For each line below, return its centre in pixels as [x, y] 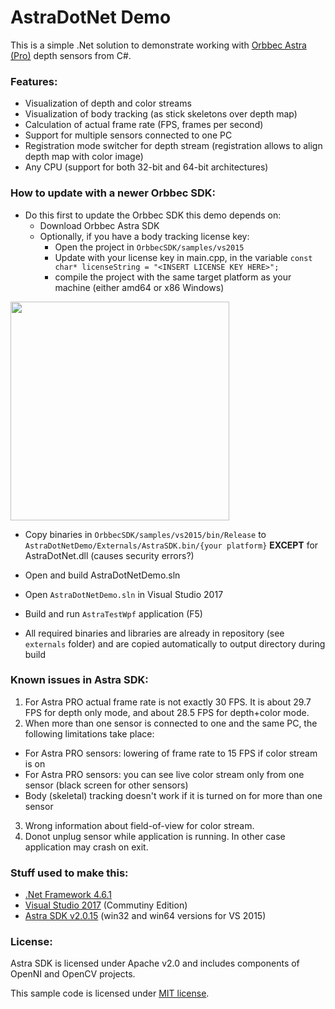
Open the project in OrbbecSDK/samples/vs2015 [149, 247]
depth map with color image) [84, 157]
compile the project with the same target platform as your [173, 277]
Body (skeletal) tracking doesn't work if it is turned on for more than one [173, 795]
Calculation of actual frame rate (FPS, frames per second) [144, 125]
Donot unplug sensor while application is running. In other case [155, 836]
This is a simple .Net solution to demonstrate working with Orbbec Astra [158, 45]
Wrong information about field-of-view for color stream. [139, 825]
